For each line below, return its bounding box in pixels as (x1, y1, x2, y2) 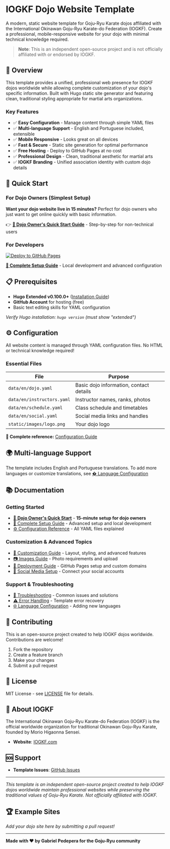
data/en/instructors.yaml (8, 397, 71, 402)
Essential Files (6, 360, 42, 367)
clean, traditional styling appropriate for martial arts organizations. (6, 95, 143, 101)
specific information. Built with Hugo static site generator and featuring (6, 90, 153, 96)
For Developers (6, 241, 44, 248)
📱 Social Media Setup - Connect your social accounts (13, 568, 124, 574)
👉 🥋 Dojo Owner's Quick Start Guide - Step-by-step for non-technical (6, 221, 154, 228)
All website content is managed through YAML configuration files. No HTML (6, 342, 163, 348)
